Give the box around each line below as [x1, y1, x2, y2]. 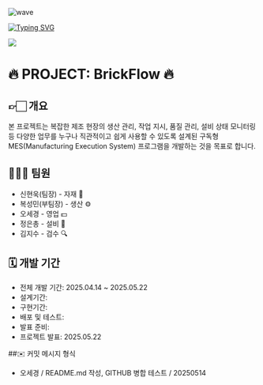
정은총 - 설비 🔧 [19, 218, 66, 228]
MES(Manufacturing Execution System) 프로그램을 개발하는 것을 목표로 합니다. [8, 142, 257, 150]
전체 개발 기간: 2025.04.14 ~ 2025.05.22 [19, 282, 148, 292]
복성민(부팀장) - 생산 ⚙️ [19, 198, 92, 209]
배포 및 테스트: [19, 312, 65, 322]
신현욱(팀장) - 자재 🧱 [19, 189, 84, 198]
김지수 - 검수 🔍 [19, 228, 68, 238]
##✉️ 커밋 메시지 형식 [8, 349, 77, 358]
